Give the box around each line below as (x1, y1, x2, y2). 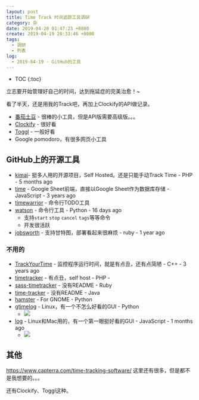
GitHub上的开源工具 (6, 154, 80, 164)
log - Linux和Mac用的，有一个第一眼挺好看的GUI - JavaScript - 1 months (14, 317, 193, 325)
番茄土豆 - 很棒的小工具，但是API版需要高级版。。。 (14, 113, 139, 120)
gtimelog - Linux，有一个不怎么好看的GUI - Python (14, 303, 139, 310)
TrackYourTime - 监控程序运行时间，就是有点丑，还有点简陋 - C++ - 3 (14, 260, 186, 267)
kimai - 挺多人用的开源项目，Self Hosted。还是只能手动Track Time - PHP (14, 172, 193, 179)
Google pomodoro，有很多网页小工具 (14, 135, 107, 142)
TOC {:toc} (14, 75, 42, 83)
